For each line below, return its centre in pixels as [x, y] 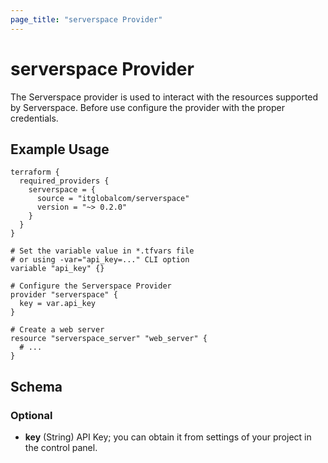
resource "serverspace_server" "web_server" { [109, 339]
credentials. [34, 118]
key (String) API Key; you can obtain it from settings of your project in [168, 437]
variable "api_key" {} [57, 269]
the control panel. [61, 448]
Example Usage [60, 149]
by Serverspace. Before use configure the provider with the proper [147, 107]
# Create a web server [57, 330]
